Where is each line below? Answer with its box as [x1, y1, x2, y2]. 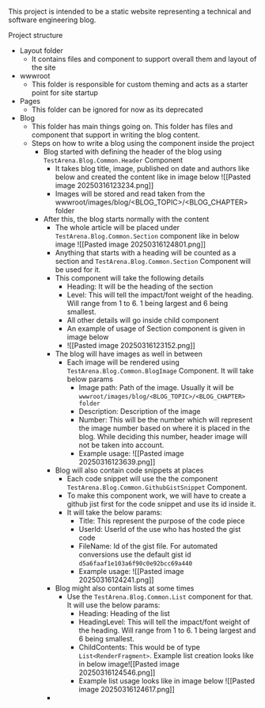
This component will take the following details [55, 274, 204, 282]
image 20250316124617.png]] [78, 685, 176, 694]
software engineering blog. [8, 15, 97, 25]
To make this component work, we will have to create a [66, 491, 247, 500]
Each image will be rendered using [66, 358, 180, 367]
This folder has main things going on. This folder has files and [31, 122, 233, 131]
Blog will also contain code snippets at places [55, 465, 204, 475]
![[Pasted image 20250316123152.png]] [66, 341, 195, 350]
